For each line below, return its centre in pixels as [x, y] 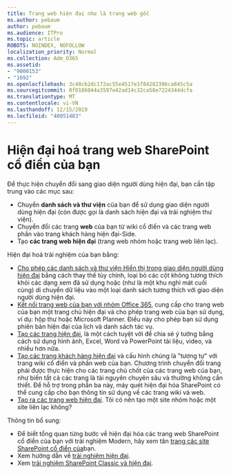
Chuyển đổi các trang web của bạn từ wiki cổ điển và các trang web [114, 226]
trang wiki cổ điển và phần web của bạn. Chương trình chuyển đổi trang [119, 363]
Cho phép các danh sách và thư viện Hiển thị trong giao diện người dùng [120, 268]
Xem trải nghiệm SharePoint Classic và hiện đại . [85, 463]
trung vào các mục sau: [41, 191]
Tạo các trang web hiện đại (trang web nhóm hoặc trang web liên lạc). [118, 241]
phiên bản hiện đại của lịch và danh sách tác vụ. [86, 326]
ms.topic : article [33, 39]
